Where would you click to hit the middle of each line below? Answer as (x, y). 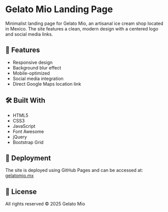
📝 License (21, 191)
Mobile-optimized (31, 73)
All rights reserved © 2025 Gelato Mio (45, 204)
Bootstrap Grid (28, 142)
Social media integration (38, 78)
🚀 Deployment (28, 158)
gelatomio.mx (20, 175)
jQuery (20, 137)
